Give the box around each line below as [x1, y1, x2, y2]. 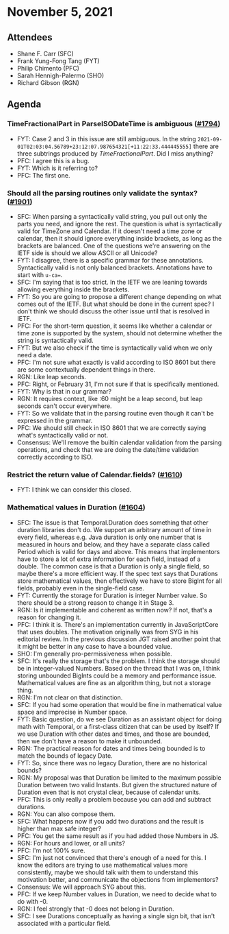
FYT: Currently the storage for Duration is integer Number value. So [16, 591, 207, 599]
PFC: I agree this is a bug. [16, 156, 90, 165]
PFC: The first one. [16, 171, 70, 179]
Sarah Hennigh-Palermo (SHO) [16, 71, 105, 80]
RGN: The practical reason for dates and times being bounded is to [16, 744, 206, 752]
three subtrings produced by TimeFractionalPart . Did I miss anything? [16, 149, 214, 158]
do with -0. [16, 897, 49, 905]
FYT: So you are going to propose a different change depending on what [16, 292, 221, 300]
